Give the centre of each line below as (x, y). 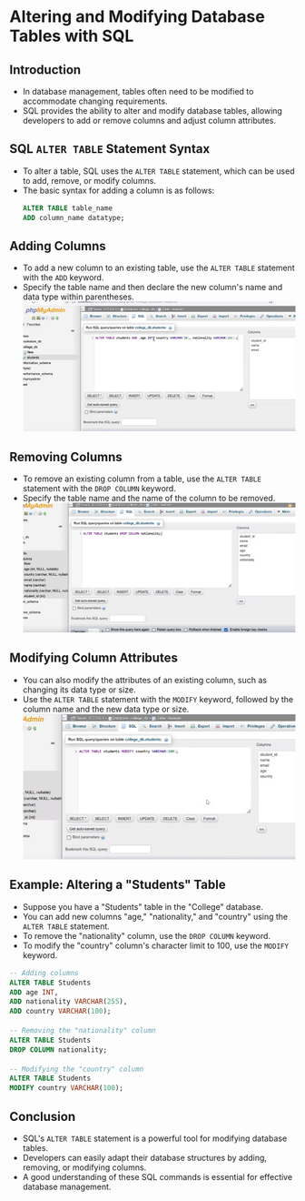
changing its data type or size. (79, 690)
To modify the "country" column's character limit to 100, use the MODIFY (155, 945)
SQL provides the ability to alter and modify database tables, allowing (152, 111)
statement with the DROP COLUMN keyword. (99, 489)
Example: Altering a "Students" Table (118, 885)
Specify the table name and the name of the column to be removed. (149, 499)
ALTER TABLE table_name (68, 208)
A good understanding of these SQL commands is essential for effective (157, 1177)
